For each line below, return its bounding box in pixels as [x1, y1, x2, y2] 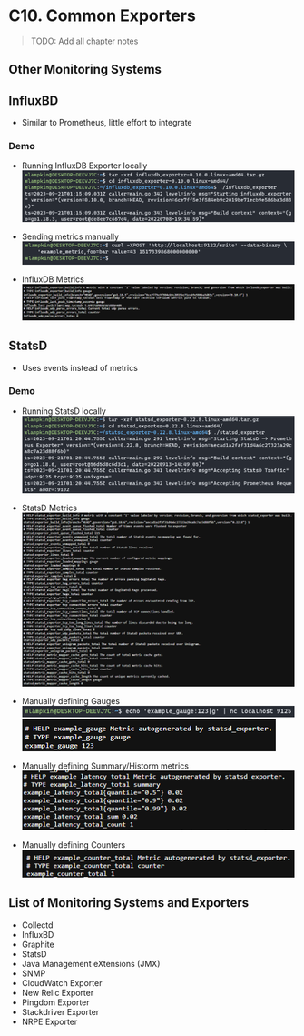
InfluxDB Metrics [21, 274, 85, 285]
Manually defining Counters [21, 839, 126, 850]
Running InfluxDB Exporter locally [21, 160, 148, 171]
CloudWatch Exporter [21, 977, 103, 988]
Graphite [21, 939, 55, 950]
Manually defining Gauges [21, 696, 120, 707]
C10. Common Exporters [8, 5, 196, 26]
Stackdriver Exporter [21, 1006, 100, 1017]
